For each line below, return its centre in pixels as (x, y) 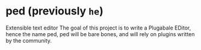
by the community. (29, 40)
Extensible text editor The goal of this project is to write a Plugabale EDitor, (98, 28)
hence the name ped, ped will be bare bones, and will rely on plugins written (100, 34)
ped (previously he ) (54, 11)
